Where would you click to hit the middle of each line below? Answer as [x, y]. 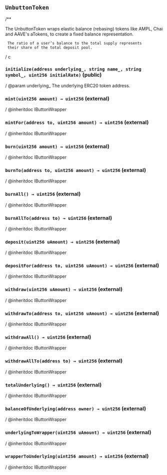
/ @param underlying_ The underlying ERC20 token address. [68, 86]
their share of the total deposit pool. [50, 47]
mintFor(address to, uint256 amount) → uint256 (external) [77, 122]
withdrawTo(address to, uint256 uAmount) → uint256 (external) [82, 313]
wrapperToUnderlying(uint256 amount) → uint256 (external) [77, 456]
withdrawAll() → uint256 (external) [48, 337]
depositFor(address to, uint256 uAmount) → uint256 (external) [82, 265]
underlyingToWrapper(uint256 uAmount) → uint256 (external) [78, 432]
